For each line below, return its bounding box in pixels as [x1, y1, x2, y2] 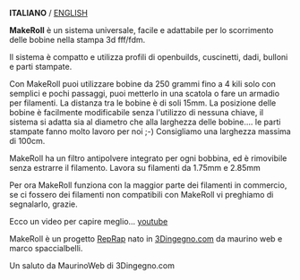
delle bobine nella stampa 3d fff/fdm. [9, 35, 146, 45]
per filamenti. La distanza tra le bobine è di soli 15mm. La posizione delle [9, 98, 277, 108]
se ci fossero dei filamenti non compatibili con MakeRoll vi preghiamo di [9, 190, 274, 199]
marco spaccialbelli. [9, 243, 83, 253]
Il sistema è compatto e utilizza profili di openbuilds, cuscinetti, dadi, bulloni [9, 52, 288, 62]
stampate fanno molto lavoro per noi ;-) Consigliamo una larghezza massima [9, 126, 291, 137]
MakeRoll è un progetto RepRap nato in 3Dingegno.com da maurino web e [9, 233, 283, 244]
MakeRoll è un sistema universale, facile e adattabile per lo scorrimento [9, 25, 274, 35]
